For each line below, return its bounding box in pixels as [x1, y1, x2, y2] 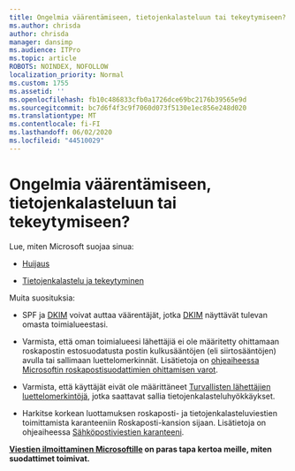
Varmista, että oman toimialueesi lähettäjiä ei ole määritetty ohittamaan [21, 336, 280, 346]
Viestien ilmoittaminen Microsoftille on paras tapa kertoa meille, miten [9, 444, 272, 454]
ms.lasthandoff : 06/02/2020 [9, 128, 113, 137]
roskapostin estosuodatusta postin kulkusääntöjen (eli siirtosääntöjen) [21, 346, 276, 356]
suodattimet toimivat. [9, 452, 90, 464]
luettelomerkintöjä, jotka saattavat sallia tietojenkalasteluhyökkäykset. [21, 391, 276, 401]
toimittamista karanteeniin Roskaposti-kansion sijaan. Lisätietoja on [21, 417, 267, 428]
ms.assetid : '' [9, 87, 65, 95]
